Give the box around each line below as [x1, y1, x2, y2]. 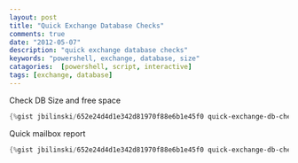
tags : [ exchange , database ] [9, 71, 114, 80]
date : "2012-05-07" [9, 37, 82, 47]
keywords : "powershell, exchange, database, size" [9, 54, 200, 63]
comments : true [9, 29, 66, 38]
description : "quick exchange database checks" [9, 46, 189, 55]
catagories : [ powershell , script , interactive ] [9, 63, 192, 72]
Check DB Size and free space [9, 95, 122, 105]
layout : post [9, 12, 58, 22]
